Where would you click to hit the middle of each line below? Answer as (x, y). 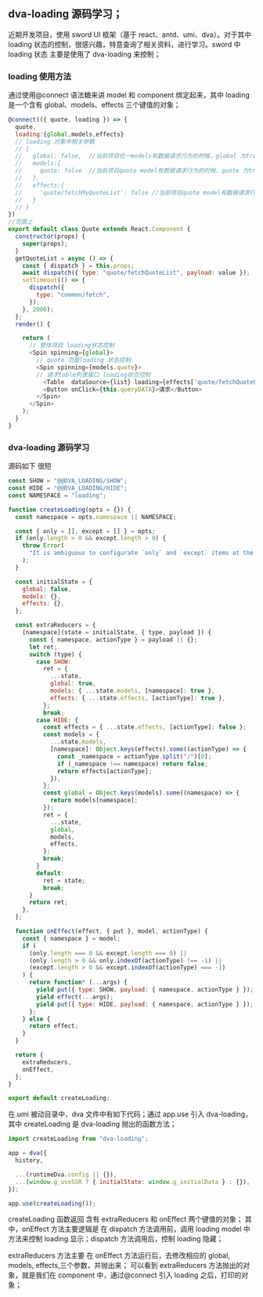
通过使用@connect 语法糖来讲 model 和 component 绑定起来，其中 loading (129, 95)
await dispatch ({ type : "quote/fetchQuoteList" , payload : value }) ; (136, 273)
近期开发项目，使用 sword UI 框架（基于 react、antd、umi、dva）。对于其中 (130, 35)
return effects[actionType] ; (105, 771)
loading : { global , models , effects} (70, 134)
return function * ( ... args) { (78, 983)
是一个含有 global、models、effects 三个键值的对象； (94, 105)
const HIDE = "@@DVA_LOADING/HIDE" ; (68, 488)
